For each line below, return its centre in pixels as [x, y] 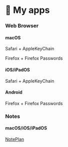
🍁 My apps [27, 10]
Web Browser [22, 26]
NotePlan [15, 139]
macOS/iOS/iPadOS [26, 128]
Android [14, 92]
